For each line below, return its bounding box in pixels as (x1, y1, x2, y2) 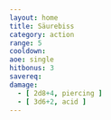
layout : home (9, 13, 59, 23)
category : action (9, 30, 75, 39)
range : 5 (9, 38, 42, 48)
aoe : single (9, 55, 54, 64)
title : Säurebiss (9, 22, 75, 31)
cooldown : (9, 47, 47, 56)
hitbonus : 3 (9, 64, 54, 73)
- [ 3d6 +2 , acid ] (17, 97, 88, 106)
